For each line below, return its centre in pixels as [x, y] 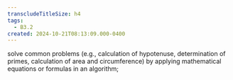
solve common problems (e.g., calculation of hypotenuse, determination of [116, 54]
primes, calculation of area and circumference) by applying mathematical [114, 62]
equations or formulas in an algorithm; [63, 69]
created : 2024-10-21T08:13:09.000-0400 [66, 34]
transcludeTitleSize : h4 [44, 14]
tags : [15, 21]
